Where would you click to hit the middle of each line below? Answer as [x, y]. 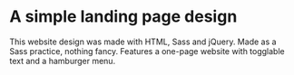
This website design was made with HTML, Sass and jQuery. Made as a [143, 42]
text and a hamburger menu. [63, 61]
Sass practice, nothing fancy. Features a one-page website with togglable [147, 51]
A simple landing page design [123, 17]
